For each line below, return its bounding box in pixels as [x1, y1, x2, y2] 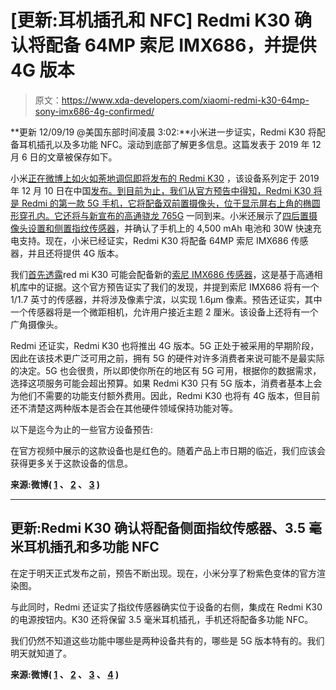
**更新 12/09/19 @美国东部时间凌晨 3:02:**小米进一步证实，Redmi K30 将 [10, 126, 317, 138]
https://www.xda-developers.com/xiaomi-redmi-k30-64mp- [61, 94, 310, 106]
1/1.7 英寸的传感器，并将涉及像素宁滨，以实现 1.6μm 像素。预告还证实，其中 [10, 293, 323, 305]
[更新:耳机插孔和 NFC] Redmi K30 [10, 9, 291, 32]
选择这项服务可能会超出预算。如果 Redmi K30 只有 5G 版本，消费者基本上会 [10, 377, 323, 389]
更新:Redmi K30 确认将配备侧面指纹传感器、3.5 [10, 520, 306, 537]
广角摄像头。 [10, 318, 63, 330]
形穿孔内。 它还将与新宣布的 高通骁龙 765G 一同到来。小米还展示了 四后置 [10, 209, 310, 221]
